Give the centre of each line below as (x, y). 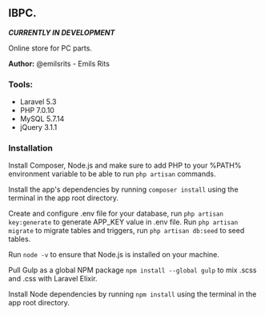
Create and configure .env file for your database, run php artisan (116, 214)
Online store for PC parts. (50, 48)
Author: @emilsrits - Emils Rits (59, 63)
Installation (31, 148)
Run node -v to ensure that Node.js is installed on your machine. (114, 255)
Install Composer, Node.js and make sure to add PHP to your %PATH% (125, 166)
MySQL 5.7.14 (42, 119)
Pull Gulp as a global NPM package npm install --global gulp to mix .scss (132, 270)
